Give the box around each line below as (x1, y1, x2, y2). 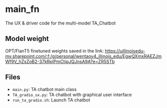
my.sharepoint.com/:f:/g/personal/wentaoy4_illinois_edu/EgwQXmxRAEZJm (5, 53, 162, 59)
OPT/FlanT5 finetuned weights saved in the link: (5, 47, 104, 53)
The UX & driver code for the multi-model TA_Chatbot (5, 20, 116, 26)
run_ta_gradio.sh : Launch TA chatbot (12, 96, 90, 103)
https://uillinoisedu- (104, 47, 145, 53)
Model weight (5, 34, 49, 43)
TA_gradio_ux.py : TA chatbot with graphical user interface (12, 91, 132, 97)
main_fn (5, 3, 40, 15)
